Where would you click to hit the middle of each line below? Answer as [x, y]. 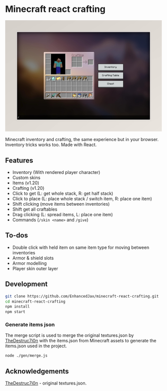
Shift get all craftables [35, 209]
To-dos [17, 235]
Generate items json [30, 325]
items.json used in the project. [36, 346]
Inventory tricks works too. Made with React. [51, 145]
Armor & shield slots [33, 258]
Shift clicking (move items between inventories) [61, 204]
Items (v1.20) [26, 183]
